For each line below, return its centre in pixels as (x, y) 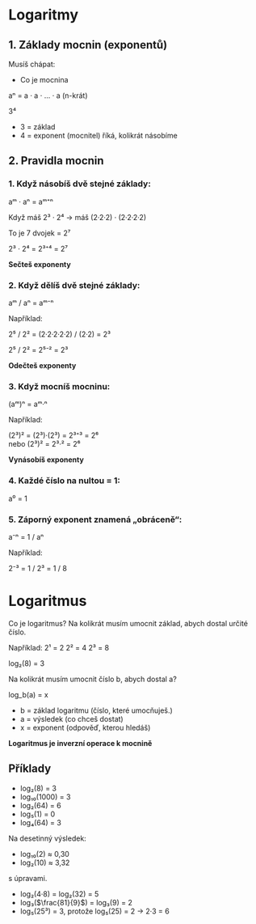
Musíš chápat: (32, 64)
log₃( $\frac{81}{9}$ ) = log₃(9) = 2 (76, 902)
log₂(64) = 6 (41, 805)
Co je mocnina (44, 80)
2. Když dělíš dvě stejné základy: (74, 285)
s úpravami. (28, 878)
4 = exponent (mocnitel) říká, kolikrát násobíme (99, 136)
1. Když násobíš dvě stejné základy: (80, 184)
